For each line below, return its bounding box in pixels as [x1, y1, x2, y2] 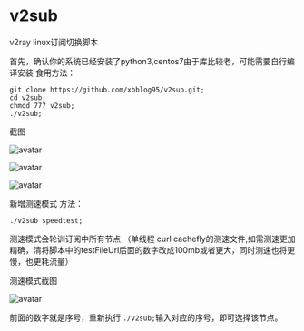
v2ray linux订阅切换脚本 [9, 36, 99, 47]
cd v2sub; [9, 92, 47, 102]
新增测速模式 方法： [9, 198, 83, 209]
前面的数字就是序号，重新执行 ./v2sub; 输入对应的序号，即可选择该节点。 [9, 312, 283, 323]
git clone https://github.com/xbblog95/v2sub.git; [9, 85, 205, 94]
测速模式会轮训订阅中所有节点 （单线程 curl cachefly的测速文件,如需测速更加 [9, 233, 296, 244]
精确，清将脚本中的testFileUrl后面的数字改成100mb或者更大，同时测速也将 [9, 244, 288, 255]
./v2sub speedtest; [9, 216, 83, 225]
